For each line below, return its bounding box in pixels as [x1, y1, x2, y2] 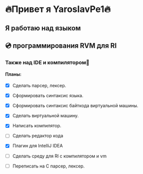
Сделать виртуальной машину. [12, 113, 79, 119]
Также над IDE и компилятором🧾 [5, 59, 90, 66]
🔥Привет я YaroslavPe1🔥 [5, 4, 111, 15]
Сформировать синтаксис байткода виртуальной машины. [12, 103, 138, 109]
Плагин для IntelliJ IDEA [12, 143, 63, 149]
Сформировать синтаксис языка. [12, 93, 83, 99]
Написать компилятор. [12, 123, 61, 129]
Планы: [5, 71, 21, 77]
